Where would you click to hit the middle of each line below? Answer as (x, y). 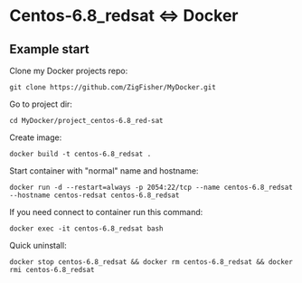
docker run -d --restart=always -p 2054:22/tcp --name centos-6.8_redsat (151, 187)
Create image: (36, 137)
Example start (50, 49)
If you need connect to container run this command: (106, 212)
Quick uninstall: (38, 245)
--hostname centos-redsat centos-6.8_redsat (94, 195)
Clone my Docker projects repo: (69, 71)
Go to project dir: (41, 104)
